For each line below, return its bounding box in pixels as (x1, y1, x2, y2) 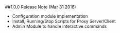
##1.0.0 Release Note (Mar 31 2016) (5, 4, 76, 10)
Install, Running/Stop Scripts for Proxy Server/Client (12, 19, 116, 24)
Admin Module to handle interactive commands (12, 23, 107, 29)
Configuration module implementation (12, 13, 88, 19)
